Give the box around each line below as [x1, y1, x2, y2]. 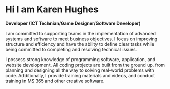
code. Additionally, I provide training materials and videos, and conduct [5, 72, 155, 78]
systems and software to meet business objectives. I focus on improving [5, 36, 158, 42]
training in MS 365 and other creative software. [5, 78, 105, 84]
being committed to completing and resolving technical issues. [5, 46, 137, 52]
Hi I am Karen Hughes [5, 4, 99, 15]
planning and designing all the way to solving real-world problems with [5, 67, 154, 73]
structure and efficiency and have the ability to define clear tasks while [5, 41, 155, 47]
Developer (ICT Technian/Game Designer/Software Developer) [5, 20, 141, 26]
